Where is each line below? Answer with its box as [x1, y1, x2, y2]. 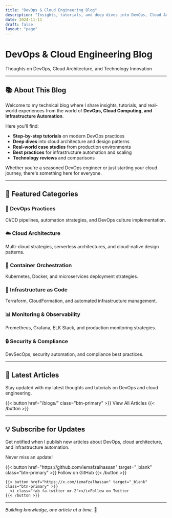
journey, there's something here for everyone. [5, 170, 102, 176]
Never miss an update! [5, 454, 53, 460]
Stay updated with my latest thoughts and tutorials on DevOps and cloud [5, 384, 158, 390]
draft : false [5, 22, 33, 27]
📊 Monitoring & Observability [5, 311, 81, 318]
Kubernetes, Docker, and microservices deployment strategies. [5, 273, 138, 280]
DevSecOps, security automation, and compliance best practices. [5, 351, 144, 357]
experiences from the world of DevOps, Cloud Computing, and [18, 107, 153, 113]
